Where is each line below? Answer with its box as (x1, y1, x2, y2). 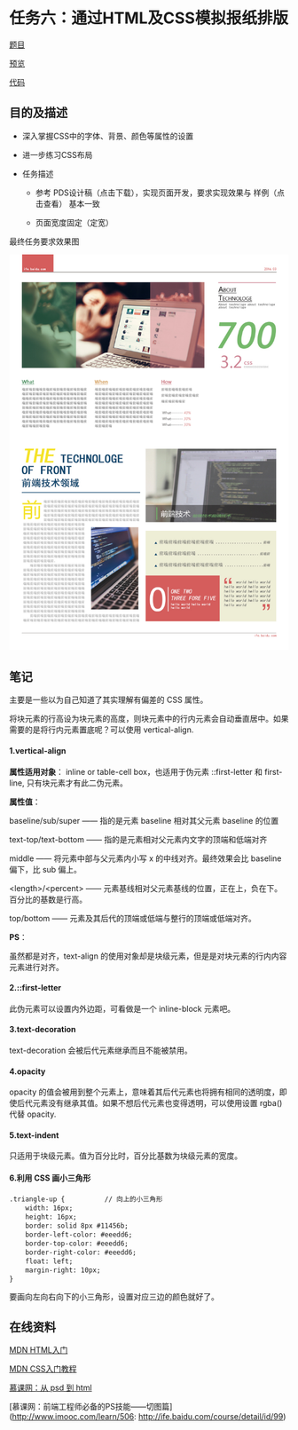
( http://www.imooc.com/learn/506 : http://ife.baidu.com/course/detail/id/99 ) (9, 1411, 286, 1422)
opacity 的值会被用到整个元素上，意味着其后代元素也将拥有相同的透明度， (9, 1086, 280, 1097)
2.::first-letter (9, 983, 62, 993)
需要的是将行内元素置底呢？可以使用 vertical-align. (9, 724, 194, 735)
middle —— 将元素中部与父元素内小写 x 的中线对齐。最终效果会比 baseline (9, 853, 282, 864)
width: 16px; (25, 1204, 74, 1213)
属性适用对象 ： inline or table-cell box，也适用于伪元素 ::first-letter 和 (9, 766, 263, 777)
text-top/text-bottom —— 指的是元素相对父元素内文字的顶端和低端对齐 (9, 834, 268, 844)
